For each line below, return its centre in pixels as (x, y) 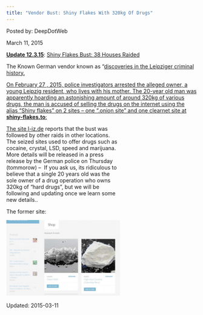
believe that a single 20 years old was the (58, 174)
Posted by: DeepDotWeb (37, 31)
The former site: (26, 211)
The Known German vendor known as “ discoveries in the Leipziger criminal (100, 66)
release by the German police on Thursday (60, 161)
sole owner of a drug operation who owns (58, 180)
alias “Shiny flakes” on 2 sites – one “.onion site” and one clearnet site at (96, 110)
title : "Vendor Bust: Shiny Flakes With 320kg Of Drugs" (80, 13)
